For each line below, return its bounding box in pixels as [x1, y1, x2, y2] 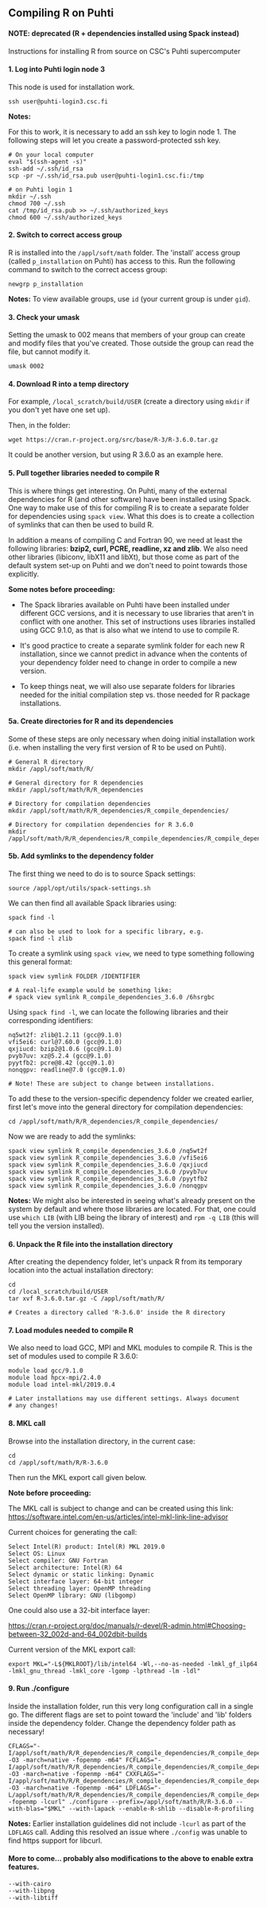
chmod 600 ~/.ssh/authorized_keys [8, 213, 123, 221]
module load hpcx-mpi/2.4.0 [8, 1374, 102, 1382]
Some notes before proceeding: [8, 584, 115, 594]
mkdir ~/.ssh [8, 193, 52, 201]
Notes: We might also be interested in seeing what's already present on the [8, 1196, 256, 1205]
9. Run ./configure [8, 1684, 70, 1693]
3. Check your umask [8, 312, 80, 321]
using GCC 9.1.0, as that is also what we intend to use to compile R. [19, 625, 240, 635]
